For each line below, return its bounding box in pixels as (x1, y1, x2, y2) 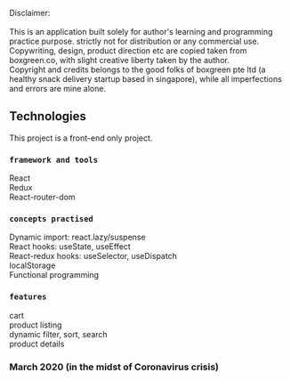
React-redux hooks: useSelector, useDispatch (9, 251, 178, 262)
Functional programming (9, 270, 100, 280)
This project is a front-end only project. (9, 133, 153, 143)
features (9, 292, 47, 302)
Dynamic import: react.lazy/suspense (9, 231, 146, 243)
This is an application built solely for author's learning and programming (9, 27, 273, 36)
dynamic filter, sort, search (9, 328, 109, 339)
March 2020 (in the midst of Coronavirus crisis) (9, 361, 220, 373)
